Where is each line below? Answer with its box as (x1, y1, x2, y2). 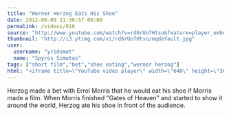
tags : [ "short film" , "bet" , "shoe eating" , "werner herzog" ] (7, 61, 180, 68)
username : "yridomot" (13, 49, 76, 56)
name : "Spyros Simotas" (13, 55, 81, 62)
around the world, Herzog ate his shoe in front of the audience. (7, 101, 186, 109)
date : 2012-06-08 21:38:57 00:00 (7, 16, 103, 23)
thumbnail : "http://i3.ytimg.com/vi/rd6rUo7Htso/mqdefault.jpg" (7, 36, 195, 43)
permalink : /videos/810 (7, 23, 76, 30)
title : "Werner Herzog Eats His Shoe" (7, 10, 118, 17)
